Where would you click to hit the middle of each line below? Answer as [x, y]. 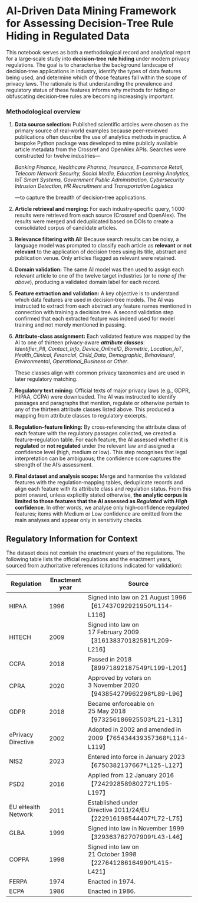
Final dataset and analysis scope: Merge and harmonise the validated [100, 476]
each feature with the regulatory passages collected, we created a [95, 433]
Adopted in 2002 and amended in [134, 729]
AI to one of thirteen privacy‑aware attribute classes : [80, 343]
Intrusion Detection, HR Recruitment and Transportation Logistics [94, 186]
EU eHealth [25, 807]
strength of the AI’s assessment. [54, 465]
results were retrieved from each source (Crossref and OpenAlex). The [100, 215]
